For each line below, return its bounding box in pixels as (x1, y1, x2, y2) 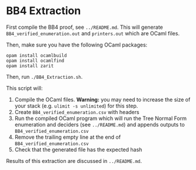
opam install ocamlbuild (6, 52, 67, 58)
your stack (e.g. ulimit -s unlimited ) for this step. (14, 102, 138, 109)
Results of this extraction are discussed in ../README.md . (6, 157, 142, 164)
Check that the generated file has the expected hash (14, 146, 142, 153)
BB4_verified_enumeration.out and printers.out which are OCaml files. (6, 29, 180, 36)
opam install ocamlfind (6, 58, 65, 64)
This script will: (6, 84, 43, 92)
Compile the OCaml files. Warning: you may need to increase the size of (14, 96, 191, 103)
